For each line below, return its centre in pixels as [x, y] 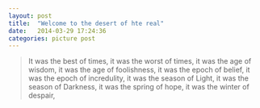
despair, [42, 96]
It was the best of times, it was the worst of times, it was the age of [140, 61]
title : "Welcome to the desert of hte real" [86, 23]
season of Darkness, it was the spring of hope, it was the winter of [139, 87]
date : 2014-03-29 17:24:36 [57, 31]
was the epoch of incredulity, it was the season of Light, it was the [138, 78]
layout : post [30, 16]
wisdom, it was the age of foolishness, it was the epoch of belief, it [139, 70]
